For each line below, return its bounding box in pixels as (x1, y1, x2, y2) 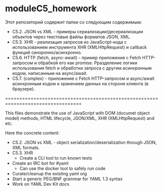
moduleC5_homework (5, 3, 97, 14)
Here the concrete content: (5, 130, 60, 136)
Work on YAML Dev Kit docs (12, 181, 70, 187)
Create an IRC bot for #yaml (12, 160, 69, 166)
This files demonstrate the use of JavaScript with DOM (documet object (5, 110, 150, 116)
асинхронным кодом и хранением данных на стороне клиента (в (12, 80, 149, 86)
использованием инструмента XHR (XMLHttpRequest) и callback (12, 44, 147, 50)
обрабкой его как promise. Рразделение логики (38, 60, 138, 66)
